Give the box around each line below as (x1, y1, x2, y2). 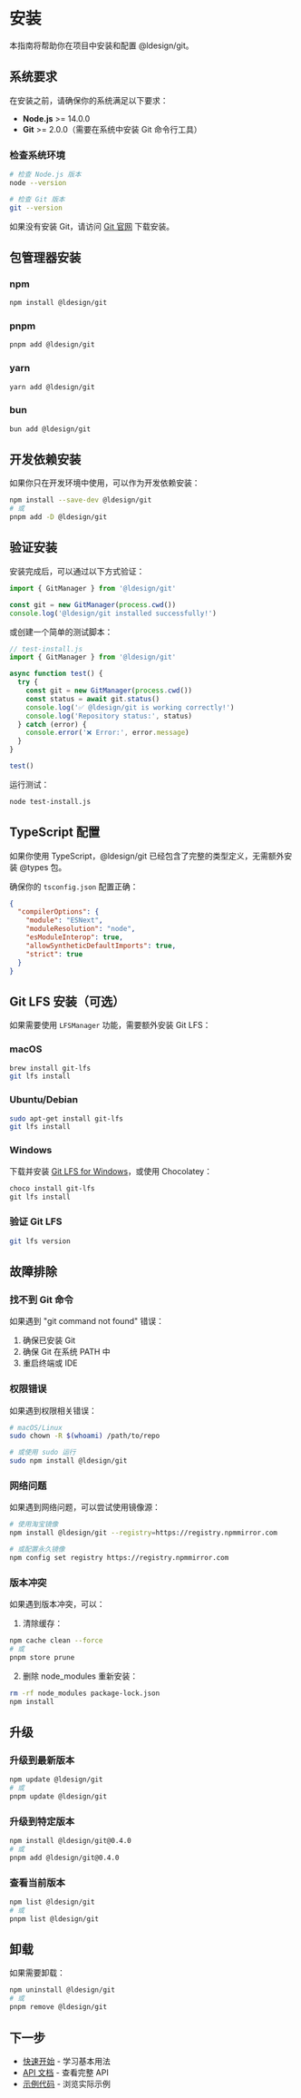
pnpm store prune (9, 1652, 75, 1662)
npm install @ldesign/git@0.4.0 (9, 1837, 131, 1846)
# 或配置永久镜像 (9, 1544, 65, 1554)
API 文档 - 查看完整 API (22, 2066, 109, 2078)
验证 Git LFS (9, 1215, 63, 1228)
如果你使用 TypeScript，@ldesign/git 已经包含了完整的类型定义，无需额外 (9, 850, 285, 861)
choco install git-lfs (9, 1183, 95, 1193)
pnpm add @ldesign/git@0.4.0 (9, 1853, 120, 1862)
